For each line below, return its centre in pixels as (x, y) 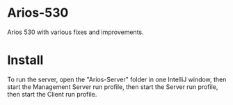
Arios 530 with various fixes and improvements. (75, 32)
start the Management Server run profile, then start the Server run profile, (113, 87)
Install (25, 60)
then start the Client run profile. (52, 94)
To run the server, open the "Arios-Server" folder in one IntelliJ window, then (117, 79)
